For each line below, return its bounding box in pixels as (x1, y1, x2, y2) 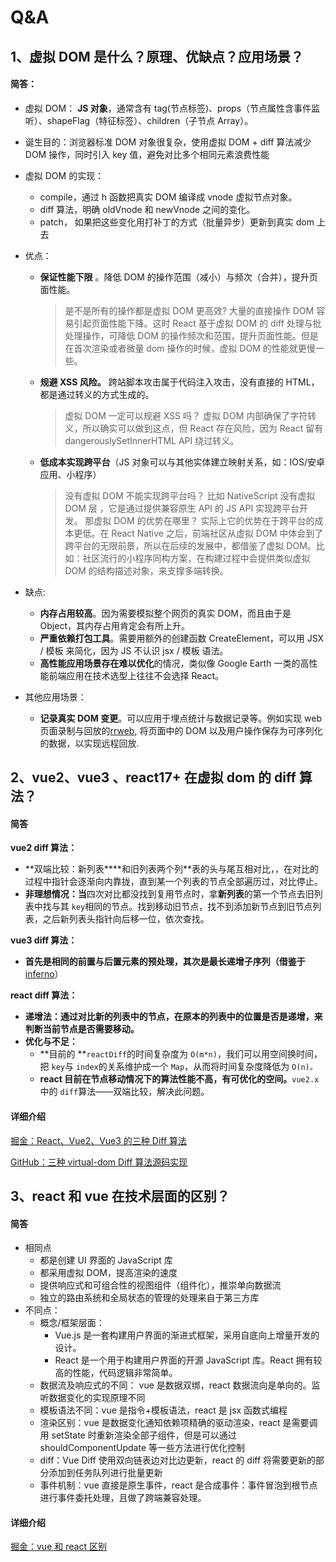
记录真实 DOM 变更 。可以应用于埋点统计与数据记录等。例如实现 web (39, 712, 323, 724)
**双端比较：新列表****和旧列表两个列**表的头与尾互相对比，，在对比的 (24, 863, 319, 875)
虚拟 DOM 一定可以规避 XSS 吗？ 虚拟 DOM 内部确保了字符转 (64, 409, 317, 421)
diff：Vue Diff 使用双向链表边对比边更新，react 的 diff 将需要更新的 (39, 1454, 317, 1466)
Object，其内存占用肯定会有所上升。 (39, 619, 191, 631)
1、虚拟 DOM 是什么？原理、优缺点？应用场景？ (10, 48, 304, 65)
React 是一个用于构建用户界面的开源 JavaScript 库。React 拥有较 (54, 1354, 323, 1366)
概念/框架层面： (39, 1317, 105, 1329)
